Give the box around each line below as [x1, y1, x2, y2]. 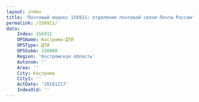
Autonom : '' [17, 59, 47, 65]
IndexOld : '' [17, 87, 50, 93]
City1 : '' [17, 76, 42, 82]
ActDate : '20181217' [17, 82, 69, 88]
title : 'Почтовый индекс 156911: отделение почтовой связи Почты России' [6, 14, 195, 20]
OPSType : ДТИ [17, 43, 50, 49]
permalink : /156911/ [6, 20, 58, 26]
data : [6, 25, 20, 32]
